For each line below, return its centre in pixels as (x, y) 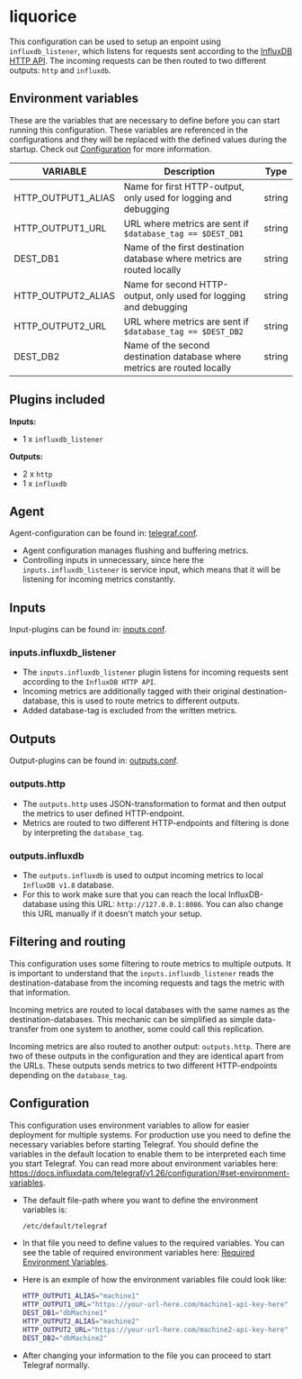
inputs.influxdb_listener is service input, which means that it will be (151, 570)
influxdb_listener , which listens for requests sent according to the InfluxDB (151, 50)
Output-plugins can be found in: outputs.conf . (94, 761)
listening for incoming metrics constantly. (99, 579)
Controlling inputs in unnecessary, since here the (113, 560)
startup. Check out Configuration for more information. (111, 149)
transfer (24, 1029)
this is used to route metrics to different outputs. (151, 701)
